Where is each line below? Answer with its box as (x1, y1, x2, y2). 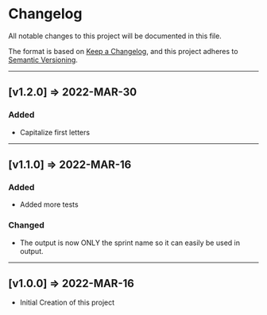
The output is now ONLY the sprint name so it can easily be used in (19, 238, 241, 247)
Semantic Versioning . (8, 55, 78, 64)
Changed (8, 220, 45, 231)
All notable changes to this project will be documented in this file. (8, 31, 222, 41)
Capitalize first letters (19, 127, 90, 137)
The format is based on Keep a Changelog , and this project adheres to (8, 46, 238, 56)
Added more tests (19, 200, 79, 209)
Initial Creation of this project (19, 297, 115, 307)
